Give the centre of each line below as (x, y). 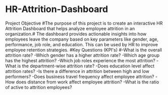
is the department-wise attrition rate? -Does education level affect (86, 66)
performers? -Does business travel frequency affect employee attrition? (80, 76)
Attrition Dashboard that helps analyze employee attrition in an (70, 28)
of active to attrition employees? (39, 87)
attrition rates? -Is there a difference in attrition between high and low (77, 71)
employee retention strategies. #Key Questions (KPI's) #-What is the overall (84, 50)
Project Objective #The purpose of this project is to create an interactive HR (84, 23)
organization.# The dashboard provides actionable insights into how (76, 34)
